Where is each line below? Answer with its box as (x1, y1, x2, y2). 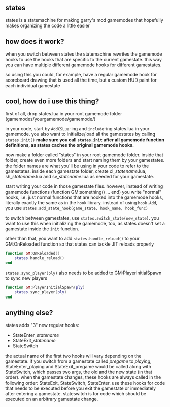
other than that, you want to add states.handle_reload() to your (5, 236, 140, 242)
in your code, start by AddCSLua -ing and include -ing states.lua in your (5, 126, 150, 132)
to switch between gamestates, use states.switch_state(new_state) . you (5, 215, 159, 221)
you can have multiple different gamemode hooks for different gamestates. (5, 62, 162, 68)
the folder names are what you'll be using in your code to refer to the (5, 162, 149, 169)
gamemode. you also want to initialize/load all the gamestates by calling (5, 131, 156, 138)
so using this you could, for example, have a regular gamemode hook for (5, 71, 157, 77)
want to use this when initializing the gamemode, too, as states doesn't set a (5, 221, 165, 227)
